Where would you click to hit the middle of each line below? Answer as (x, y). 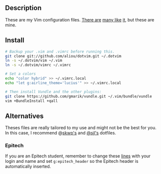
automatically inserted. (28, 166)
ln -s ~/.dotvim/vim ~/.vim (34, 60)
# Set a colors (21, 74)
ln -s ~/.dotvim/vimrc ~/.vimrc (38, 65)
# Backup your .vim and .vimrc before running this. (60, 51)
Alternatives (24, 116)
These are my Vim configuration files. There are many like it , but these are (80, 19)
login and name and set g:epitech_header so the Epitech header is (72, 161)
